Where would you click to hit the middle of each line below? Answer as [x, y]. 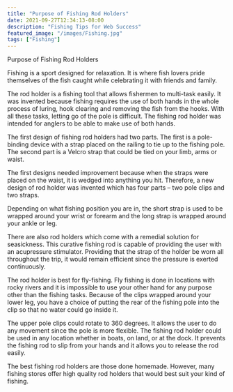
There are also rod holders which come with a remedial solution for [103, 237]
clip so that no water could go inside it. [63, 310]
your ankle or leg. [32, 223]
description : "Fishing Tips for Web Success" [74, 27]
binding [18, 144]
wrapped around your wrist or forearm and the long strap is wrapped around [117, 216]
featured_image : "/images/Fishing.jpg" [65, 33]
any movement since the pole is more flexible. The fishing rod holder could [114, 331]
